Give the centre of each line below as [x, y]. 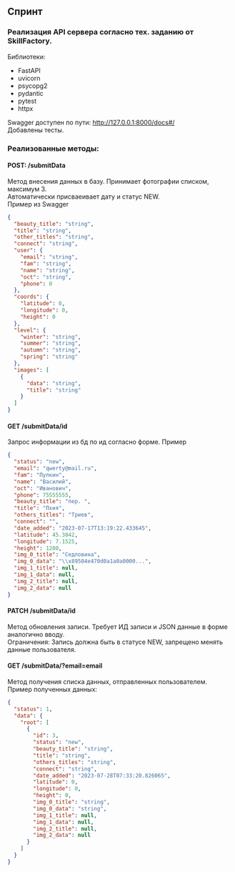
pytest [27, 101]
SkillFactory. [30, 41]
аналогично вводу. [36, 634]
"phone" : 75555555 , [43, 495]
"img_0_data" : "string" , [70, 808]
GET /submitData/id [37, 426]
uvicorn [29, 78]
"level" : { [30, 330]
